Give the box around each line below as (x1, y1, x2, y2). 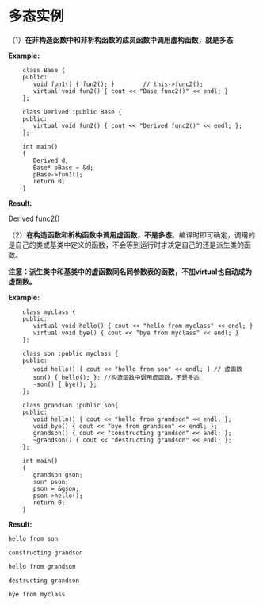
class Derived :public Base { (22, 108, 123, 116)
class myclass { (22, 307, 77, 316)
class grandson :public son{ (22, 401, 119, 409)
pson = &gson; (32, 484, 80, 492)
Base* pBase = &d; (32, 164, 93, 172)
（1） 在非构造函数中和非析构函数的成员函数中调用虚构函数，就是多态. (8, 35, 236, 44)
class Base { (22, 66, 66, 74)
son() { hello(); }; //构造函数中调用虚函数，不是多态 (32, 373, 200, 381)
